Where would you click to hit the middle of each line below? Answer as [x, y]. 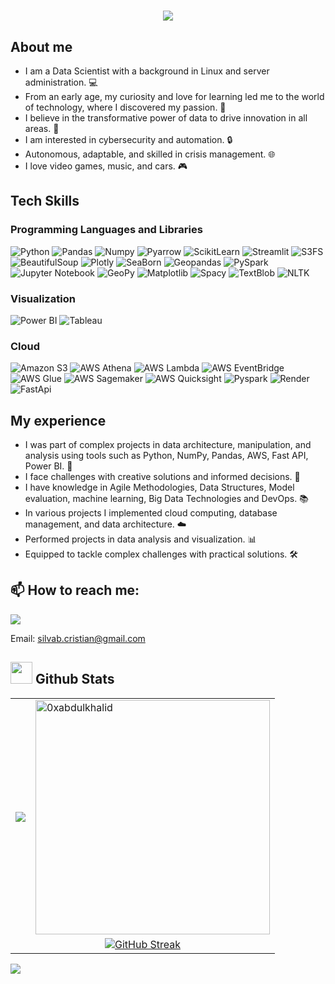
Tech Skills [45, 201]
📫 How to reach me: [75, 590]
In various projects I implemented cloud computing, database [151, 513]
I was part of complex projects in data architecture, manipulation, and [168, 445]
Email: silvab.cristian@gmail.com [78, 638]
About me [41, 46]
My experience [58, 420]
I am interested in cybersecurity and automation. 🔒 [128, 139]
